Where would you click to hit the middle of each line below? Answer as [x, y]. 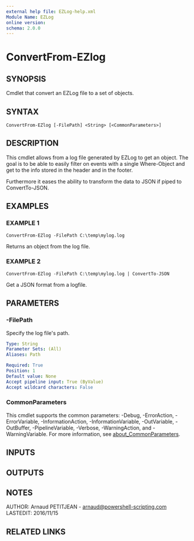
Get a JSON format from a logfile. [46, 284]
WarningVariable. [27, 434]
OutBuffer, [19, 428]
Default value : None [31, 376]
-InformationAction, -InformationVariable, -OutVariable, [108, 421]
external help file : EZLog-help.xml [51, 12]
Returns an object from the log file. [48, 246]
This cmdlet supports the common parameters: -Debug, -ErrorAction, [90, 415]
